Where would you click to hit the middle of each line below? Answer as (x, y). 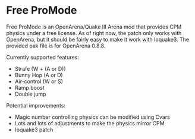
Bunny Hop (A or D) (39, 75)
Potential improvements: (36, 105)
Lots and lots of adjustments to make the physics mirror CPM (89, 123)
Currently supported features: (43, 57)
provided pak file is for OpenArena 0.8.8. (56, 46)
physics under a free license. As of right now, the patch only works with (94, 33)
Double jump (30, 94)
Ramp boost (29, 87)
